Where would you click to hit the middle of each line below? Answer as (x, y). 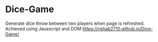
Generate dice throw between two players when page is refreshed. (75, 23)
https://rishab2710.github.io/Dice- (117, 28)
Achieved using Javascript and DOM (44, 28)
